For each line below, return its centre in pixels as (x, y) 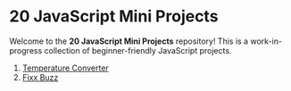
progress (26, 50)
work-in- (266, 41)
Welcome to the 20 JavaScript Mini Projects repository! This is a (129, 41)
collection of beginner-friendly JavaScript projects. (138, 50)
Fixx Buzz (40, 77)
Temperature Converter (65, 68)
